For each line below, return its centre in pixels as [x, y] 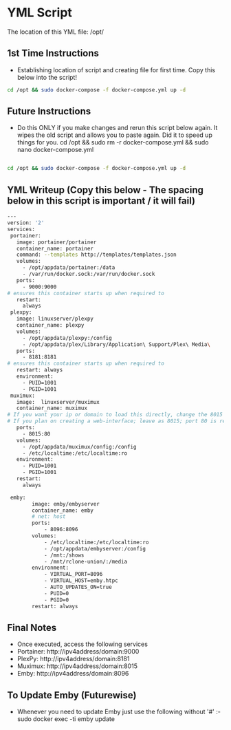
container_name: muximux [52, 408]
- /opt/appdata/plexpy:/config [67, 338]
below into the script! [47, 77]
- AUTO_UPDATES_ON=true [78, 587]
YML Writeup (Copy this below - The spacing [106, 190]
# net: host [49, 517]
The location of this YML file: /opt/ [56, 32]
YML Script [40, 13]
